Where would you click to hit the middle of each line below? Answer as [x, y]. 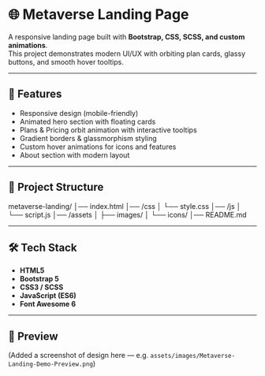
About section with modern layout [75, 154]
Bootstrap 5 [39, 279]
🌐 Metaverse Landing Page [99, 15]
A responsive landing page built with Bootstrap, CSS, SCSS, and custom [127, 36]
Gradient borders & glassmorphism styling [88, 138]
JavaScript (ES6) [48, 296]
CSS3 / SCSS [41, 287]
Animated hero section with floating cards [88, 121]
